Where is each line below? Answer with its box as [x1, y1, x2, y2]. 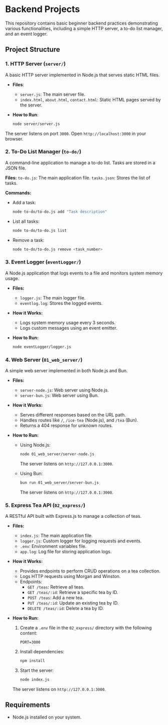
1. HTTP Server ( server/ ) [5, 60, 66, 67]
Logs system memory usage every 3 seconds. [20, 320, 116, 326]
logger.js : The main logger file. [20, 295, 86, 301]
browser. [5, 135, 24, 141]
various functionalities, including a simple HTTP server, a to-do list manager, [5, 25, 163, 31]
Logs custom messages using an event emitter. [20, 325, 118, 331]
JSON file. [5, 165, 27, 171]
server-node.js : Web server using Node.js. [20, 387, 109, 393]
